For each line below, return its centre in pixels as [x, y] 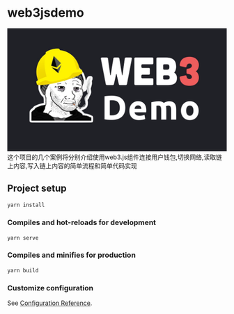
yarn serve [23, 238]
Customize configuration [50, 288]
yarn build [23, 270]
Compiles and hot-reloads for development [82, 222]
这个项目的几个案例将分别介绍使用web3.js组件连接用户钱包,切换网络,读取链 [115, 157]
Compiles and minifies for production [71, 255]
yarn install [26, 205]
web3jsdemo [46, 13]
